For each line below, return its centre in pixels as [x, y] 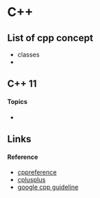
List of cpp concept [50, 38]
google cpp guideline [48, 187]
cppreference [37, 172]
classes [28, 54]
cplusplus [31, 180]
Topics [17, 101]
